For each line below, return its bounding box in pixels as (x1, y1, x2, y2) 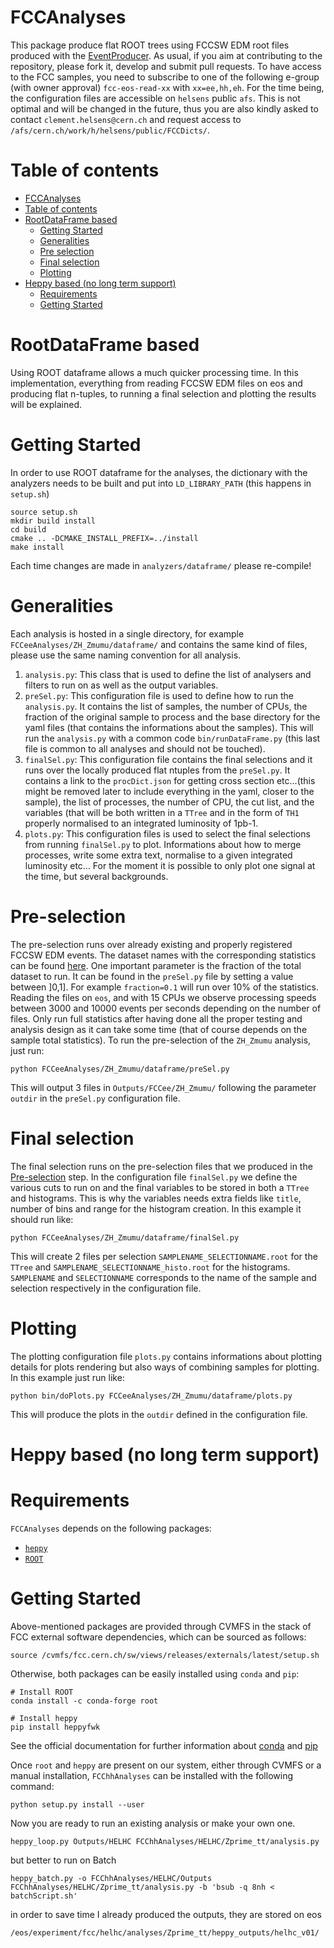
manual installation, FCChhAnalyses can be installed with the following (10, 1769, 293, 1781)
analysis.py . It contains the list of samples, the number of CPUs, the (24, 700, 308, 712)
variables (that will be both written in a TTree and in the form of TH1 (24, 806, 300, 818)
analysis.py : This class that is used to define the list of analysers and (24, 668, 312, 680)
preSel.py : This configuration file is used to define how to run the (24, 689, 294, 701)
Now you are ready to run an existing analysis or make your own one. (10, 1817, 296, 1829)
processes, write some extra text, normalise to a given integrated (24, 849, 293, 861)
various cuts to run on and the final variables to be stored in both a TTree (10, 1181, 310, 1193)
